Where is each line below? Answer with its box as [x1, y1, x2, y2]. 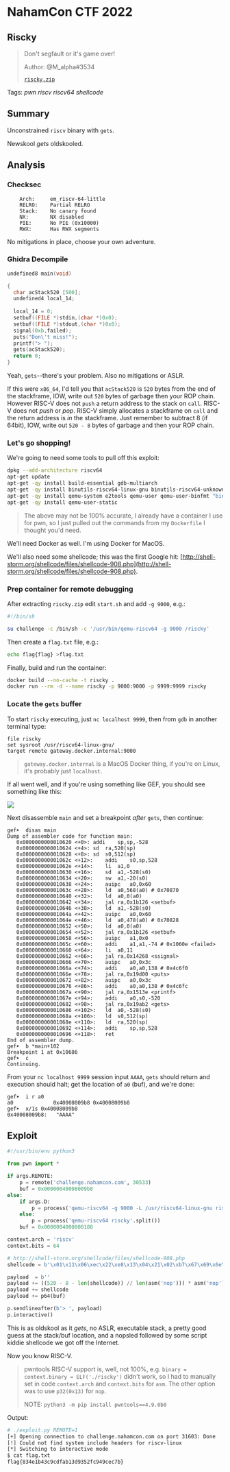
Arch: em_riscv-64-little [19, 195, 106, 202]
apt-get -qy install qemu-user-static [7, 498, 118, 506]
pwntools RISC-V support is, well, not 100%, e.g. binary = [23, 1365, 187, 1373]
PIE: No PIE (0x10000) [19, 219, 99, 226]
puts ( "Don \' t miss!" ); [13, 333, 78, 340]
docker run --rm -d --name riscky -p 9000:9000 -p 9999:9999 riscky [7, 683, 207, 690]
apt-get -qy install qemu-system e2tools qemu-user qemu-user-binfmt [7, 492, 210, 499]
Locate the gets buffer [7, 699, 82, 709]
